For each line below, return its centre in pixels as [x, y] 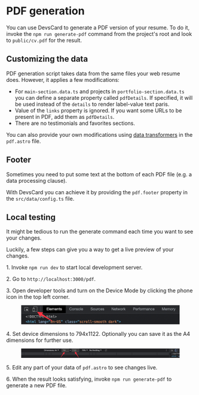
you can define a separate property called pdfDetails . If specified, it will [104, 97]
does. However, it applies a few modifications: [63, 79]
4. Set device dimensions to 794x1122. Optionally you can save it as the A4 [98, 333]
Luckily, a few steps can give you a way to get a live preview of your [90, 250]
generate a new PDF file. [36, 385]
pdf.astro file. [24, 141]
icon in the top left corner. [38, 297]
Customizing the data [47, 59]
